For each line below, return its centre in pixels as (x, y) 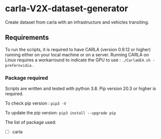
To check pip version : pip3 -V (36, 103)
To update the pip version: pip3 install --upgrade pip (61, 113)
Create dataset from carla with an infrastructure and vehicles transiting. (77, 22)
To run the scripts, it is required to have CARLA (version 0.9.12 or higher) (78, 49)
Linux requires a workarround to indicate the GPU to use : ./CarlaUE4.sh (78, 60)
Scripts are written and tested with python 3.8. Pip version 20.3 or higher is (81, 88)
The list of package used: (31, 122)
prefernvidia (18, 65)
